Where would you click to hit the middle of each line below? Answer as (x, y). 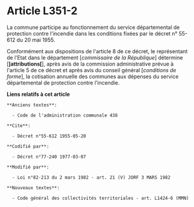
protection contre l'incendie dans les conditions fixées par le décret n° (92, 33)
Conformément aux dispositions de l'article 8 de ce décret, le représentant (97, 51)
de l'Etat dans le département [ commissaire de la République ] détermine (95, 57)
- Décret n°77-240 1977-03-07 (49, 157)
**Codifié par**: (28, 146)
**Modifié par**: (28, 167)
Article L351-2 (42, 11)
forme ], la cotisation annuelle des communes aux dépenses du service (93, 76)
